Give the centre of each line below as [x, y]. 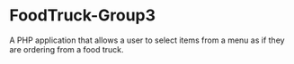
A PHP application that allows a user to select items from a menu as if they [147, 40]
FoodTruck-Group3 [82, 16]
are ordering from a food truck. [67, 49]
